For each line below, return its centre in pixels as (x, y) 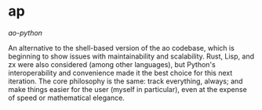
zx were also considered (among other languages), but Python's (112, 64)
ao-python (25, 33)
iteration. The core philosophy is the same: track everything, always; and (126, 81)
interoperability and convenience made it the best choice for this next (120, 73)
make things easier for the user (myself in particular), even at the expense (127, 89)
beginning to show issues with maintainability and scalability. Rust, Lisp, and (131, 56)
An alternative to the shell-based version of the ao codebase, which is (122, 48)
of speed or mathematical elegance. (67, 98)
